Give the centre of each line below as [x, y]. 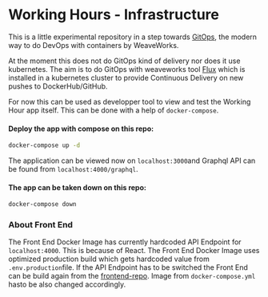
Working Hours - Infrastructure [114, 15]
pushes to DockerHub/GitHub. [58, 86]
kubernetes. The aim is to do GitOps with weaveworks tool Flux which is [127, 69]
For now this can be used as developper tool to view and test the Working [130, 101]
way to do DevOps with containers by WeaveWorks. [94, 45]
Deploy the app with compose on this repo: [81, 129]
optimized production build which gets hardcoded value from [109, 259]
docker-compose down [43, 204]
